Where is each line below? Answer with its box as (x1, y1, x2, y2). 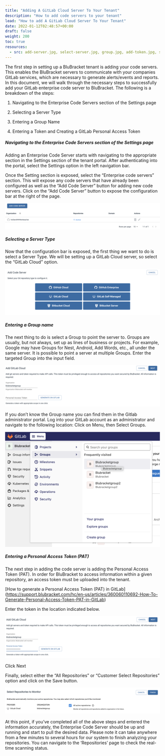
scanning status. (15, 745, 49, 751)
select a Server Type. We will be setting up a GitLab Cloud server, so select (5, 254, 157, 260)
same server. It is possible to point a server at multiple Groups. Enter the (5, 350, 151, 356)
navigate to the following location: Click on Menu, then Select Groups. (5, 422, 146, 428)
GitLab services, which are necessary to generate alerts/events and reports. (5, 74, 159, 80)
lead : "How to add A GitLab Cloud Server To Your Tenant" (5, 18, 126, 23)
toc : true (5, 40, 26, 44)
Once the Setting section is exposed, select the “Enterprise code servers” (5, 172, 154, 178)
